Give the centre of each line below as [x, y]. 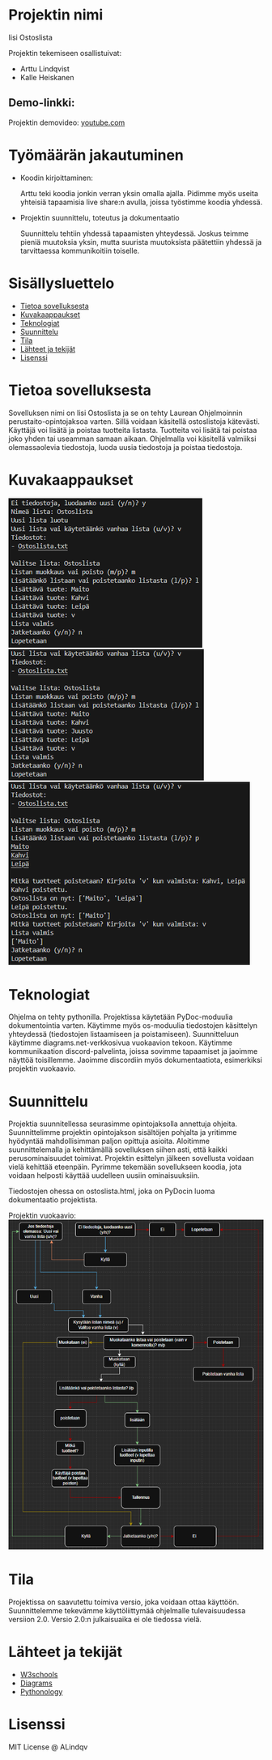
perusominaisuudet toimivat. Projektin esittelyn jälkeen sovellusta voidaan [131, 1158]
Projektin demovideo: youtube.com [67, 122]
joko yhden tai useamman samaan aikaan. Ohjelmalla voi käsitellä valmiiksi [132, 439]
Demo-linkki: [42, 103]
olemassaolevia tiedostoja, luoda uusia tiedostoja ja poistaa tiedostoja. [125, 447]
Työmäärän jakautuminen [96, 155]
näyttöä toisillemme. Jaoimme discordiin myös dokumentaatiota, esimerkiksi [136, 1060]
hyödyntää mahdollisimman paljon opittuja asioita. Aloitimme [109, 1141]
